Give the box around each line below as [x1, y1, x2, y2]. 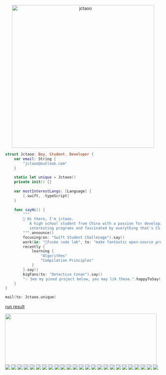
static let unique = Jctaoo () [14, 175, 77, 180]
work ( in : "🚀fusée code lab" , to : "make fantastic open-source [23, 239, 154, 244]
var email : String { [14, 156, 56, 161]
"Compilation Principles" [40, 258, 94, 263]
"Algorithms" [40, 253, 68, 258]
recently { [23, 244, 45, 249]
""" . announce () [23, 230, 54, 235]
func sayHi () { [14, 207, 45, 212]
